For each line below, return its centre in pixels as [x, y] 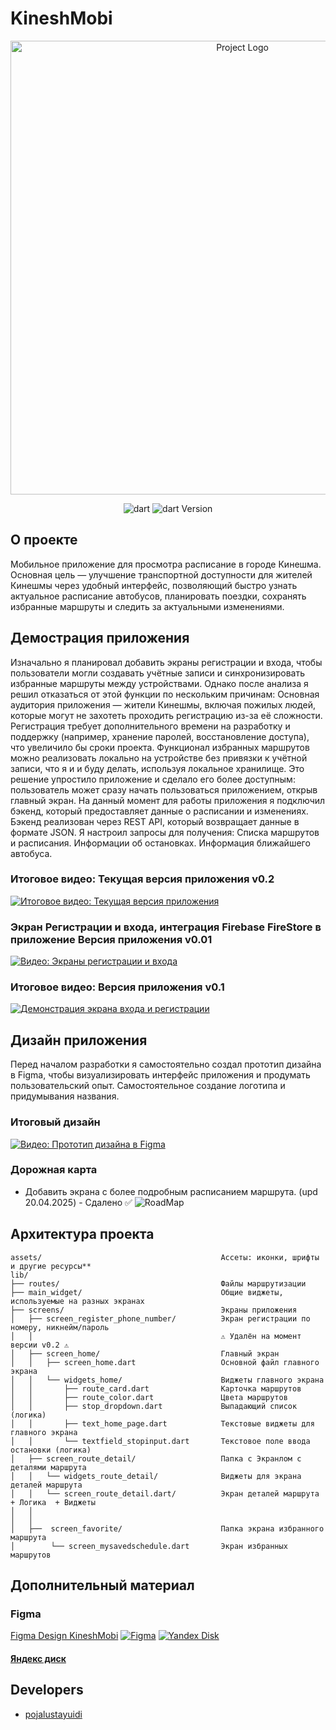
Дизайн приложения [79, 1040]
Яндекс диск [38, 1658]
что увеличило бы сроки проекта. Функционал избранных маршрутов [160, 747]
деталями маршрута [48, 1467]
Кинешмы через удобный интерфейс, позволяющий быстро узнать [154, 585]
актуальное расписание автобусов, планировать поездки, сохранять [158, 596]
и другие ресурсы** [51, 1266]
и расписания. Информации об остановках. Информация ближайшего [160, 843]
